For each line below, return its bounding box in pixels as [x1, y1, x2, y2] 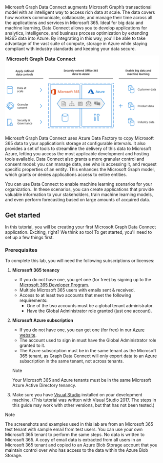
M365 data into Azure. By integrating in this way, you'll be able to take [5, 35, 146, 41]
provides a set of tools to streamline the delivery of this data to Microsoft [5, 146, 151, 151]
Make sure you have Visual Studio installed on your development [12, 392, 143, 398]
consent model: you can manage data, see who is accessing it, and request [5, 161, 157, 167]
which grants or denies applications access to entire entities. [5, 171, 127, 178]
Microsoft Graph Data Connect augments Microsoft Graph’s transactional [5, 4, 152, 10]
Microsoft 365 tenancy [12, 267, 60, 273]
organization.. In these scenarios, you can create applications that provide [5, 186, 154, 193]
